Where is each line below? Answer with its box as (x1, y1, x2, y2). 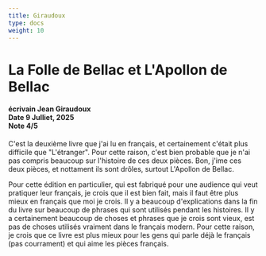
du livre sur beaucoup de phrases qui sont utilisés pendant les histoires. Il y (8, 204, 255, 215)
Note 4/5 (8, 121, 38, 131)
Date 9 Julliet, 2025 (8, 113, 75, 122)
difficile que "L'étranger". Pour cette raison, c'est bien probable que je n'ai (8, 147, 251, 157)
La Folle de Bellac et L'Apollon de (8, 60, 228, 79)
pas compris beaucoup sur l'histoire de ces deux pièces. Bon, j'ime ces (8, 156, 242, 165)
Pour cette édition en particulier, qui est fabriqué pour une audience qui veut (8, 180, 258, 189)
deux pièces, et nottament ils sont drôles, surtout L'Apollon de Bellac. (8, 164, 234, 173)
